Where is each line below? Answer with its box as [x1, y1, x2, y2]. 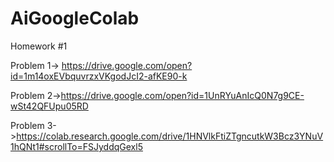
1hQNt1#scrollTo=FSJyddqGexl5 [10, 140, 143, 152]
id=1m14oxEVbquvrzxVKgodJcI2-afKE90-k [10, 70, 188, 82]
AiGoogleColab [10, 7, 140, 30]
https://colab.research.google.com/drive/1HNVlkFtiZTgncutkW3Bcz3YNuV [16, 130, 324, 142]
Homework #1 [10, 40, 68, 52]
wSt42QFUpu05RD [10, 100, 89, 112]
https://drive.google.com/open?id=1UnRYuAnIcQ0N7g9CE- [60, 89, 305, 101]
